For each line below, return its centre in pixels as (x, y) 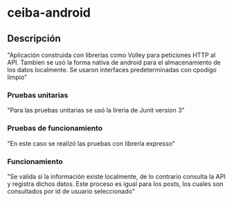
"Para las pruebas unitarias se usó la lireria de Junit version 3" (96, 110)
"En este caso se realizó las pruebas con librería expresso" (91, 143)
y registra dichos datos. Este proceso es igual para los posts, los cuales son (115, 184)
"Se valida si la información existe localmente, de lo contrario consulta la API (116, 176)
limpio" (17, 77)
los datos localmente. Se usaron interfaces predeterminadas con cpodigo (112, 70)
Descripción (34, 39)
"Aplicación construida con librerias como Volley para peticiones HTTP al (111, 55)
